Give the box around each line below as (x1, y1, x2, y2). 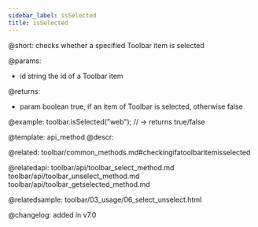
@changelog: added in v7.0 (8, 210, 97, 219)
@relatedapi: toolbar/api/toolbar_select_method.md (8, 162, 175, 172)
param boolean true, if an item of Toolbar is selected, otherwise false (19, 102, 244, 111)
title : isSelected (8, 19, 68, 27)
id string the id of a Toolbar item (19, 71, 123, 80)
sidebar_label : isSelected (8, 11, 97, 20)
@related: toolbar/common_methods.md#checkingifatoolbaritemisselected (8, 147, 251, 157)
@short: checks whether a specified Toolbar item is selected (8, 40, 205, 50)
